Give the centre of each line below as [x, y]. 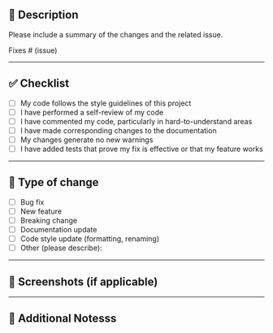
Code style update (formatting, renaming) [90, 239]
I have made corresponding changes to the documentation [118, 130]
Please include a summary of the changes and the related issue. [116, 34]
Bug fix [32, 202]
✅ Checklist [39, 83]
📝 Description [43, 15]
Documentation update [58, 229]
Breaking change [49, 220]
